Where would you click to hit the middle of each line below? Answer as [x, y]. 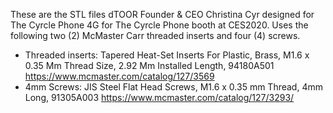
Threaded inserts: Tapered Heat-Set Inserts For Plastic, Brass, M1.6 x [167, 55]
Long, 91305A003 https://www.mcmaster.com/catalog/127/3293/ [159, 97]
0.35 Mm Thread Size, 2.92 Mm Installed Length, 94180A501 [149, 65]
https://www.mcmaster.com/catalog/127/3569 [119, 76]
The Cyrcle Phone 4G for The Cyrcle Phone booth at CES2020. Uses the [159, 25]
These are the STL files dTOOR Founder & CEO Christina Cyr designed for [162, 14]
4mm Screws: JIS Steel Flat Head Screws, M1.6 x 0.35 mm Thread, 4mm [173, 87]
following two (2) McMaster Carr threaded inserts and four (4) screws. [155, 35]
